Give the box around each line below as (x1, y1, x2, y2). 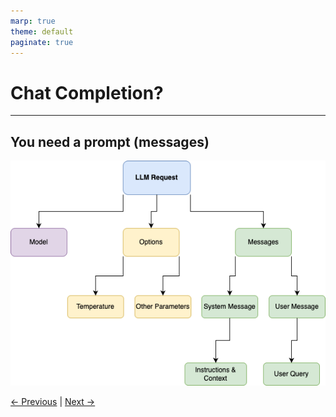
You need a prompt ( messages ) (10, 133, 210, 150)
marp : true (10, 16, 56, 26)
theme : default (10, 26, 74, 37)
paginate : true (10, 37, 74, 47)
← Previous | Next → (10, 396, 96, 408)
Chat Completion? (10, 81, 164, 104)
